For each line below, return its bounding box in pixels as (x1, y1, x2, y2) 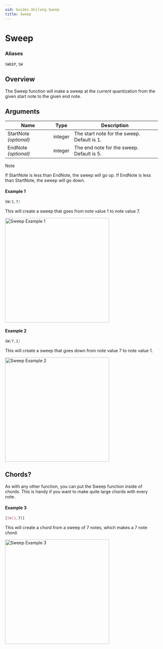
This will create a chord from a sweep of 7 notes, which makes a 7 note (5, 524, 147, 530)
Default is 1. (74, 136, 102, 143)
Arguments (5, 108, 40, 116)
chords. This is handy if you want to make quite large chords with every (5, 488, 148, 495)
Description (101, 122, 129, 129)
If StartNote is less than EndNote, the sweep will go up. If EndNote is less (5, 172, 151, 178)
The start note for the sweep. (74, 130, 141, 137)
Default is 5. (74, 150, 102, 157)
